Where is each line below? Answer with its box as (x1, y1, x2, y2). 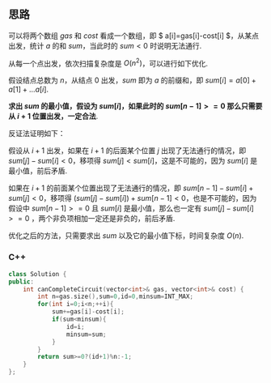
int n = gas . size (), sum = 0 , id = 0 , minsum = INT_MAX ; (37, 292, 194, 301)
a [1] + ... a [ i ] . (8, 84, 49, 95)
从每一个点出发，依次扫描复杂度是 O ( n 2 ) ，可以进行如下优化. (8, 57, 209, 68)
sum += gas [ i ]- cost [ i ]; (51, 308, 125, 316)
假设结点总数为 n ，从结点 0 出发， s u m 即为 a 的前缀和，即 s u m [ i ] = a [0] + (8, 75, 256, 85)
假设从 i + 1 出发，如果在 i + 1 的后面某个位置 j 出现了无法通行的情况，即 (8, 146, 247, 155)
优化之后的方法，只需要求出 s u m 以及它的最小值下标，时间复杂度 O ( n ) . (8, 231, 244, 240)
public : (8, 278, 35, 286)
